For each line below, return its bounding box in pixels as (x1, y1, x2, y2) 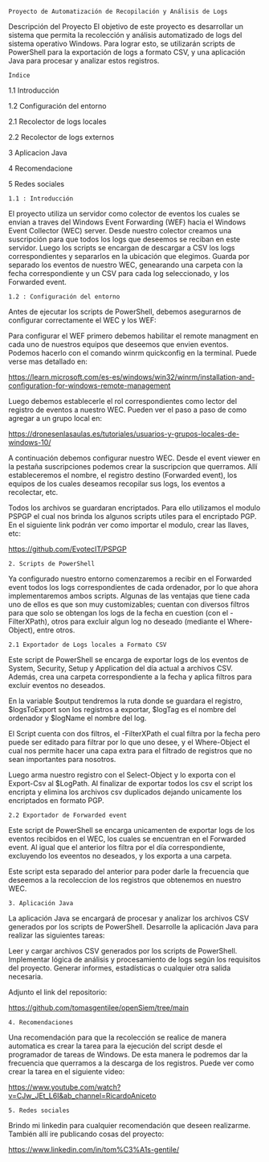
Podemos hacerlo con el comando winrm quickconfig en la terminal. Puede (8, 348, 257, 357)
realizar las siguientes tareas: (8, 930, 105, 940)
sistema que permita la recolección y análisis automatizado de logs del (8, 31, 243, 39)
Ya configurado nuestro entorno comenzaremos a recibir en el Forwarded (8, 574, 252, 583)
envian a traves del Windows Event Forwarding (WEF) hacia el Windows (8, 217, 247, 227)
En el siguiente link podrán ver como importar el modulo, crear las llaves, (8, 520, 249, 529)
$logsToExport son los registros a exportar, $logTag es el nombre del (8, 705, 237, 714)
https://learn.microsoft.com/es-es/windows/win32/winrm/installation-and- (8, 373, 255, 381)
